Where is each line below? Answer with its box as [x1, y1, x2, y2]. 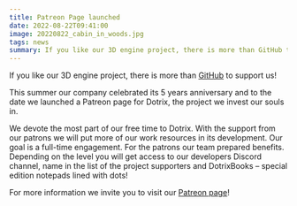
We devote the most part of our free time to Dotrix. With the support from [9, 123, 276, 134]
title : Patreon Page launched [9, 12, 121, 22]
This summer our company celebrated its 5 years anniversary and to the [9, 88, 272, 98]
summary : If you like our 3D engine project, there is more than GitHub [9, 46, 283, 55]
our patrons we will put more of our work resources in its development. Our [9, 133, 283, 143]
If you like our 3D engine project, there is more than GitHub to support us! [9, 70, 277, 80]
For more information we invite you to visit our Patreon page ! [9, 187, 230, 198]
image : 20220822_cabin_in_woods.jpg [9, 29, 144, 38]
